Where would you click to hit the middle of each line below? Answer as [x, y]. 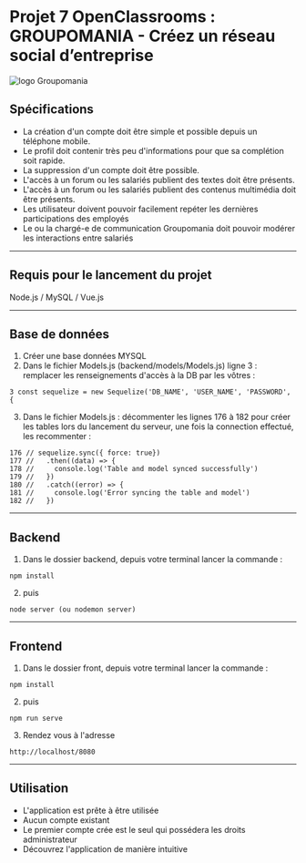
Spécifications [51, 110]
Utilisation [39, 789]
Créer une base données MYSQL [85, 356]
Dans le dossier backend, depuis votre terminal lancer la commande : [153, 560]
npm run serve [36, 718]
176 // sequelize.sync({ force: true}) [85, 453]
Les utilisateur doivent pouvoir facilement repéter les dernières [140, 209]
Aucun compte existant [66, 820]
